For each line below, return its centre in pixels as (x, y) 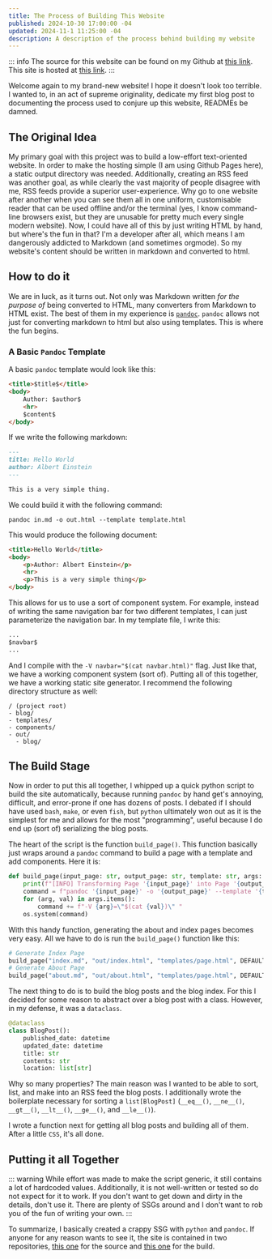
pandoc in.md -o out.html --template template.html (97, 519)
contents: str (47, 1061)
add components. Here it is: (55, 862)
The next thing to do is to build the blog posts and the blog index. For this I (132, 991)
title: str (41, 1053)
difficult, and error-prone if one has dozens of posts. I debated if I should (130, 803)
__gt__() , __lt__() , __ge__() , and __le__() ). (82, 1110)
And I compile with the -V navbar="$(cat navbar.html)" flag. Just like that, (133, 665)
